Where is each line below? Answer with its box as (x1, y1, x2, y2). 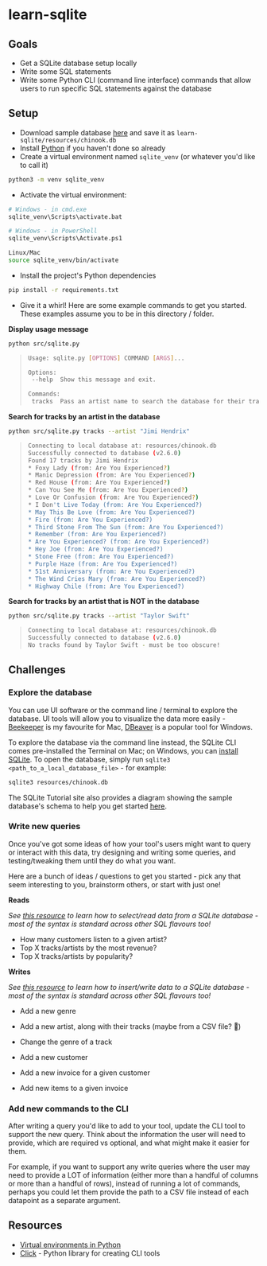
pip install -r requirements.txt (8, 286, 119, 294)
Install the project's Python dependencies (19, 271, 157, 280)
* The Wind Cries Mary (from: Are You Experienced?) (27, 575, 207, 582)
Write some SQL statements (19, 67, 112, 76)
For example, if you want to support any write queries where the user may (8, 1162, 250, 1171)
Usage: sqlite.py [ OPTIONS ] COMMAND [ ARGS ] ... (27, 354, 185, 362)
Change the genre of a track (19, 1037, 113, 1046)
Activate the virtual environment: (19, 189, 127, 200)
